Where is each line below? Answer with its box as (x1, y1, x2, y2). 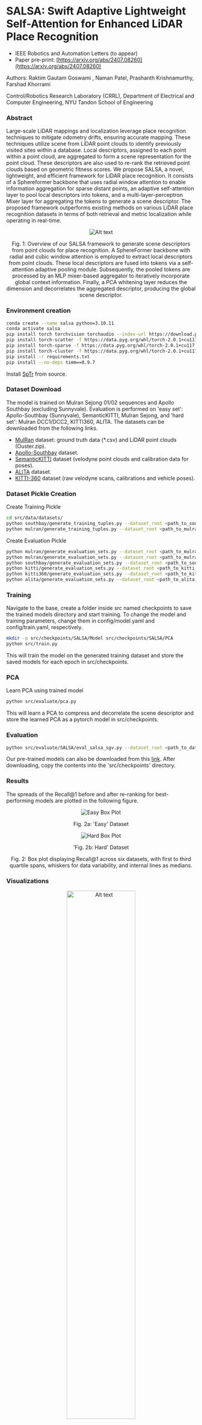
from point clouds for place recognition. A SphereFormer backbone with (11, 247, 191, 254)
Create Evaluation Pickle (6, 537, 67, 544)
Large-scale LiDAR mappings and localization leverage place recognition (6, 128, 186, 135)
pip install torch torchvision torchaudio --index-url (6, 331, 147, 338)
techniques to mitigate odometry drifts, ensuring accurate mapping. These (6, 134, 191, 141)
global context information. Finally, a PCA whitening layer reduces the (14, 279, 188, 286)
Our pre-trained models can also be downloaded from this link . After (6, 756, 176, 763)
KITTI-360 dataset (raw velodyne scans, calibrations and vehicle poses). (14, 474, 195, 482)
